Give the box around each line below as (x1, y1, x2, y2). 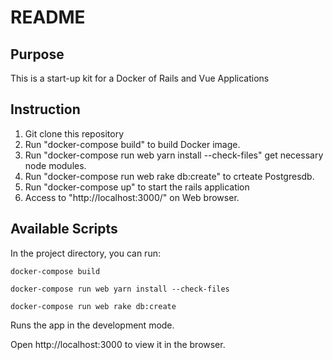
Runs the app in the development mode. (10, 319, 175, 331)
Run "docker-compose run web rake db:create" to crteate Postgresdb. (24, 170, 315, 182)
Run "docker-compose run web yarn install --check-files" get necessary (24, 149, 324, 161)
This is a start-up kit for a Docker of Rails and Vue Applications (10, 72, 270, 84)
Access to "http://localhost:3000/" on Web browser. (24, 191, 240, 203)
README (10, 6, 86, 29)
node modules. (24, 159, 87, 171)
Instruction (10, 101, 81, 118)
